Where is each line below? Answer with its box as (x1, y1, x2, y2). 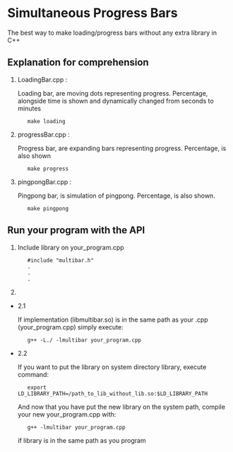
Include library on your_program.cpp (17, 243, 125, 252)
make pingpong (27, 205, 69, 212)
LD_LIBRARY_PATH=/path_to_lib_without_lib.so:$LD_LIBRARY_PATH (17, 390, 208, 397)
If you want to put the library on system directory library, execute (17, 363, 207, 371)
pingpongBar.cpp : (17, 177, 72, 186)
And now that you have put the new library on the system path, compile (17, 402, 226, 411)
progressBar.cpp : (17, 130, 70, 139)
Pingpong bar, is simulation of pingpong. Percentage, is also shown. (17, 191, 215, 200)
